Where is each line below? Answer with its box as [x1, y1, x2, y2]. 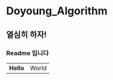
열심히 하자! [6, 29, 47, 39]
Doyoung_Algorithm [6, 4, 108, 18]
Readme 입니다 [6, 49, 49, 57]
